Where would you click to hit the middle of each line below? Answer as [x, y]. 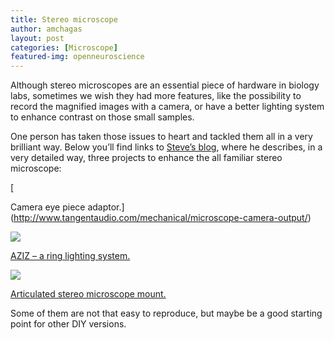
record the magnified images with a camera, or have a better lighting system [167, 107]
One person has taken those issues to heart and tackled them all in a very [161, 137]
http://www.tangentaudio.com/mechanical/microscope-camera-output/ [160, 218]
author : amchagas [46, 29]
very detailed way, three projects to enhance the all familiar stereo [146, 158]
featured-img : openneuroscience [77, 57]
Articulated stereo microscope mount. [88, 294]
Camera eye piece [48, 207]
